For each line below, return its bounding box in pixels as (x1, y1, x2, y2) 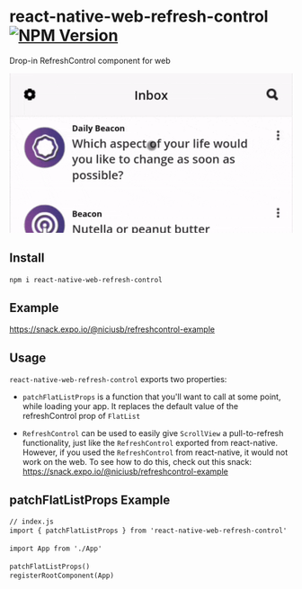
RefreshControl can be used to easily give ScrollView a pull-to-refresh (22, 428, 284, 439)
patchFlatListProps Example (9, 492, 171, 507)
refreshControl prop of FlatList (22, 411, 141, 422)
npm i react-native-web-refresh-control (9, 275, 164, 284)
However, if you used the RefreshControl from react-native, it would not (22, 447, 289, 458)
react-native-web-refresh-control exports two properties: (9, 374, 227, 385)
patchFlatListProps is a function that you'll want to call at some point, (22, 391, 281, 402)
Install (9, 250, 45, 266)
